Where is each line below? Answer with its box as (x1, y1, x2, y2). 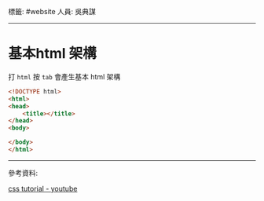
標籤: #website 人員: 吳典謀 (8, 7, 97, 16)
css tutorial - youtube (8, 184, 78, 193)
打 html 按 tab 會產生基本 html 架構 (8, 71, 121, 81)
